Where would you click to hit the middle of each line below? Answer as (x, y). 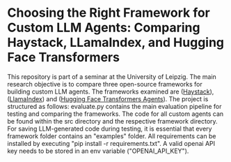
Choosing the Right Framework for (109, 13)
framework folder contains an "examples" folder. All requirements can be (112, 136)
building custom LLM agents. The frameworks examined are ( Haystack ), (111, 91)
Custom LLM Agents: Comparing (104, 28)
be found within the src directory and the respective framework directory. (112, 121)
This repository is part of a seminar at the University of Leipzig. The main (112, 76)
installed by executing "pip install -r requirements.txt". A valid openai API (111, 143)
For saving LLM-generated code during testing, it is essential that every (110, 128)
